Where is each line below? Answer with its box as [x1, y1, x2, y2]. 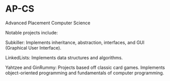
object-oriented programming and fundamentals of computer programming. [5, 69, 164, 76]
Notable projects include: [5, 29, 58, 35]
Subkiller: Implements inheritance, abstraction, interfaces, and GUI [5, 39, 145, 46]
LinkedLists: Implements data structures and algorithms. [5, 54, 123, 61]
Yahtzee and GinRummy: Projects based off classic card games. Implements [5, 64, 165, 70]
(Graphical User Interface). [5, 45, 62, 51]
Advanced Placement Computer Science [5, 20, 91, 26]
